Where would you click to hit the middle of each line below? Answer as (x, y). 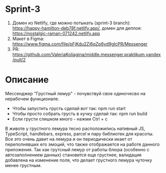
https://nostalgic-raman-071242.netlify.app (56, 33)
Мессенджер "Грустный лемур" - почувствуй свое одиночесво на (75, 93)
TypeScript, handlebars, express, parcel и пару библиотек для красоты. (80, 134)
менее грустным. (23, 165)
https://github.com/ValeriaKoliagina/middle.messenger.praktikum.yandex (86, 54)
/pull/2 (19, 59)
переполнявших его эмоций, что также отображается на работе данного (82, 144)
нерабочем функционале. (32, 99)
